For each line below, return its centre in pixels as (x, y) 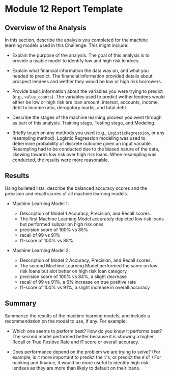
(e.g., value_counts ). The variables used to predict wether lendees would (88, 97)
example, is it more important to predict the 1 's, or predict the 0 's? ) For (87, 357)
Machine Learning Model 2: (41, 250)
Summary (21, 303)
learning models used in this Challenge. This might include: (67, 45)
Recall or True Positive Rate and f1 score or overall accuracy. (76, 342)
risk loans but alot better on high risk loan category (73, 271)
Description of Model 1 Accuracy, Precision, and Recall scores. (85, 213)
